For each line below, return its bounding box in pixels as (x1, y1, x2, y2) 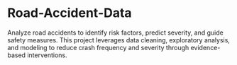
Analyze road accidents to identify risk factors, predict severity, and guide (7, 28, 224, 37)
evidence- (190, 43, 221, 52)
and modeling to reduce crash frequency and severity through (7, 43, 189, 52)
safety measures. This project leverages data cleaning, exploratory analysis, (7, 35, 231, 44)
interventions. (27, 51, 67, 59)
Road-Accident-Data (7, 5, 133, 21)
